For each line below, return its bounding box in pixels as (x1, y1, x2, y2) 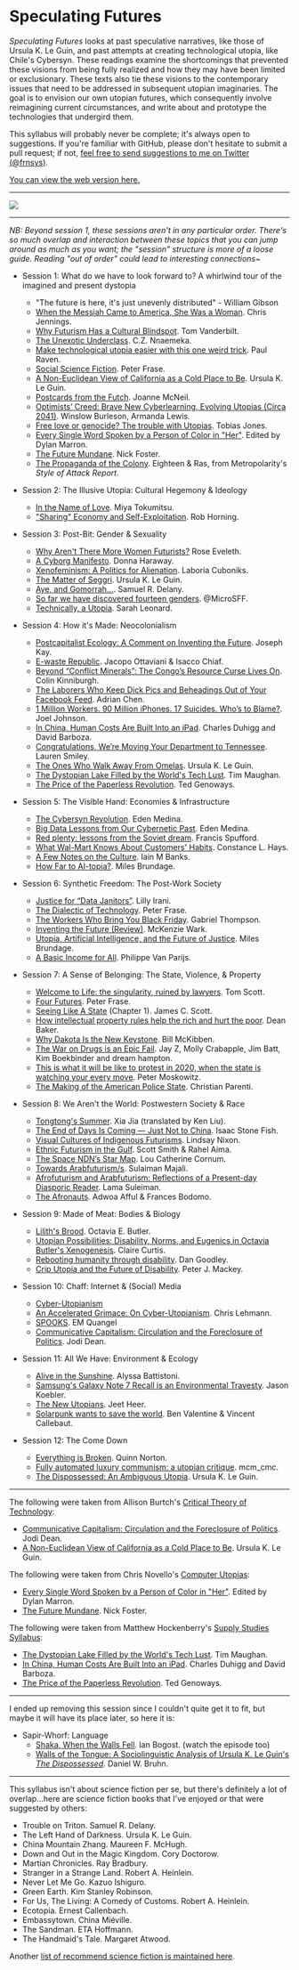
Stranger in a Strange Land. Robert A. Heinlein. (21, 1867, 194, 1877)
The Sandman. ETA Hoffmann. (21, 1924, 133, 1934)
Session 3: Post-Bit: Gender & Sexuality (21, 528, 167, 539)
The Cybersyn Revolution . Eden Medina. (35, 813, 183, 824)
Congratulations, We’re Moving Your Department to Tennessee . (35, 741, 268, 751)
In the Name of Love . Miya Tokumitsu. (35, 501, 175, 513)
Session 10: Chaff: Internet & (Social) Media (21, 1280, 182, 1292)
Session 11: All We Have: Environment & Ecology (21, 1353, 198, 1364)
